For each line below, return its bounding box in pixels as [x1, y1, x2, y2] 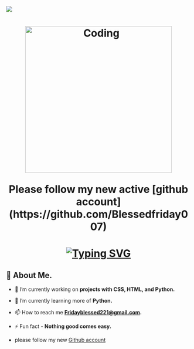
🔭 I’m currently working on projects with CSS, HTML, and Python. [14, 286, 175, 293]
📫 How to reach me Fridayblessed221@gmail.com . [14, 309, 142, 316]
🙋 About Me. [6, 270, 53, 280]
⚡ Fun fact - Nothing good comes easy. [14, 323, 111, 330]
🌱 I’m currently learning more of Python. [14, 297, 113, 304]
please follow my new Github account [14, 337, 106, 344]
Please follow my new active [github [8, 183, 189, 196]
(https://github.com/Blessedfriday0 [8, 208, 189, 221]
